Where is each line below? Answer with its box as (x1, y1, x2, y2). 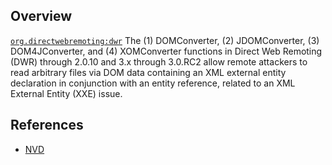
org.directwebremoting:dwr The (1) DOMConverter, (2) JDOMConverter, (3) (10, 34, 320, 46)
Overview (10, 8, 73, 25)
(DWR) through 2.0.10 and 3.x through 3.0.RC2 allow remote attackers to (10, 55, 308, 68)
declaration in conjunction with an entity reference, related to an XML (10, 77, 296, 89)
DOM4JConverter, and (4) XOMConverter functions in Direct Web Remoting (10, 45, 323, 57)
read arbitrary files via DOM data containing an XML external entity (10, 66, 287, 78)
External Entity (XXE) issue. (10, 87, 123, 99)
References (10, 117, 84, 134)
